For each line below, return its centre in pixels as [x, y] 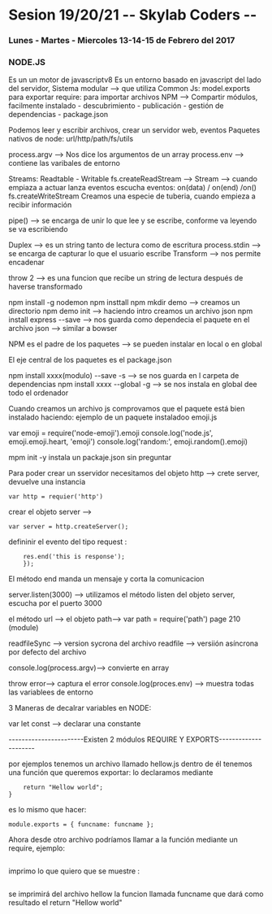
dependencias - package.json [58, 115]
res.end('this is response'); [74, 557]
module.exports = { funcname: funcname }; [81, 825]
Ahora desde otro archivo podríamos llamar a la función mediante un [123, 840]
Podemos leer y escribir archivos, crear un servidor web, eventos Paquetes [134, 130]
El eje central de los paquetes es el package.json [90, 360]
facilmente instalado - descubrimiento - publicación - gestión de [116, 106]
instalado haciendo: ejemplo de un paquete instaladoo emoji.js [113, 417]
